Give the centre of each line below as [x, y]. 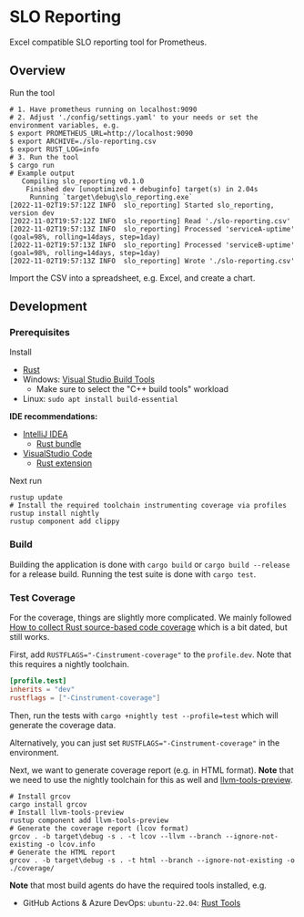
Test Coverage [42, 597]
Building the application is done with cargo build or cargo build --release [150, 564]
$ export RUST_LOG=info [55, 149]
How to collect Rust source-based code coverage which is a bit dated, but [149, 627]
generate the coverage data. [63, 725]
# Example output [42, 173]
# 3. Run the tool [44, 157]
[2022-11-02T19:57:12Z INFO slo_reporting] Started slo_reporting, [142, 205]
